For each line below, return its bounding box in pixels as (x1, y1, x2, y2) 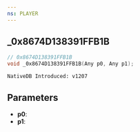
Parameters (7, 91, 59, 104)
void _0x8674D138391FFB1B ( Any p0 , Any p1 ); (7, 60, 134, 68)
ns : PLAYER (7, 10, 39, 17)
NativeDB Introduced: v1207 (7, 73, 88, 80)
